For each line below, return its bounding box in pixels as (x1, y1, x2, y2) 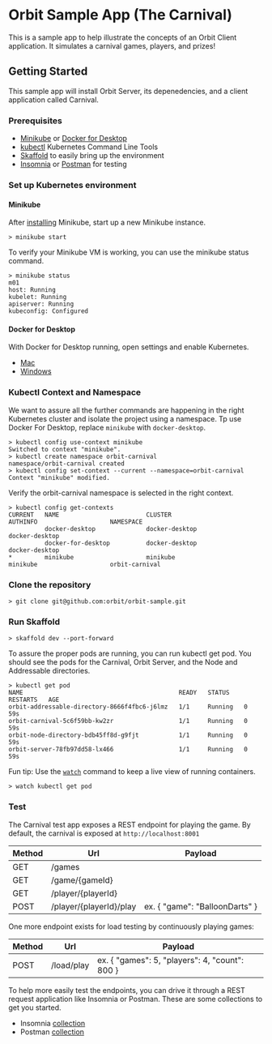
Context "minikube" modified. (8, 473, 111, 481)
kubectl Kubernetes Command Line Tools (19, 142, 159, 152)
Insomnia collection (19, 1018, 86, 1028)
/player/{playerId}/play (51, 901, 137, 912)
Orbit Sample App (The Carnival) (8, 6, 233, 24)
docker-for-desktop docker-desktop (44, 539, 198, 547)
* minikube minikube (8, 553, 176, 561)
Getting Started (8, 65, 88, 79)
